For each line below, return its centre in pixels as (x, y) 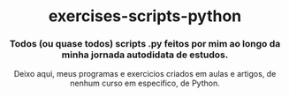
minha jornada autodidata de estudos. (145, 55)
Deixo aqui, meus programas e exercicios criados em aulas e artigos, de (145, 74)
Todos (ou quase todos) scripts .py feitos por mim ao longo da (145, 44)
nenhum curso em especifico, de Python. (145, 83)
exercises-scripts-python (145, 16)
